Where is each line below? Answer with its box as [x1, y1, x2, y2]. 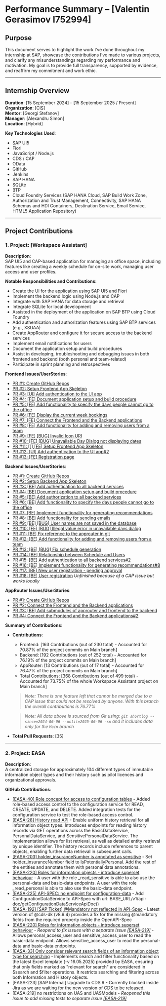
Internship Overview [5, 86, 70, 95]
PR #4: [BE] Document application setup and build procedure [12, 489, 137, 495]
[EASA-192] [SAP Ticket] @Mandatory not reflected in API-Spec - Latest [12, 906, 160, 912]
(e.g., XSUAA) [12, 324, 41, 330]
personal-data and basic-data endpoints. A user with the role [12, 880, 137, 886]
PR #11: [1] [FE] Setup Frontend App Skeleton [12, 443, 104, 449]
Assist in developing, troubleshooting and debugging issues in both [12, 350, 150, 356]
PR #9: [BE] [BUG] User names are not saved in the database [12, 520, 137, 526]
